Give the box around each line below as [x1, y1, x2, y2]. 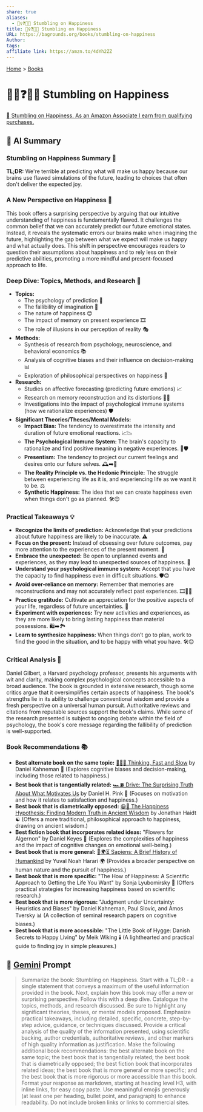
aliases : [6, 15, 28, 21]
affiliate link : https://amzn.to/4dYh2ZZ [6, 49, 113, 55]
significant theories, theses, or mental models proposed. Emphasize [21, 1008, 191, 1015]
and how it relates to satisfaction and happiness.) [15, 796, 138, 803]
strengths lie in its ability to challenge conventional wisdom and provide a [6, 695, 189, 702]
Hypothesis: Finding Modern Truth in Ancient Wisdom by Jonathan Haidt [15, 809, 197, 816]
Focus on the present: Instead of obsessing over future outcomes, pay [15, 539, 193, 547]
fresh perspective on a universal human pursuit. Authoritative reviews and [6, 701, 191, 709]
